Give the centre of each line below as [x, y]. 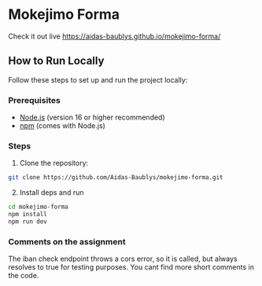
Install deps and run [52, 192]
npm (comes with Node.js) [63, 126]
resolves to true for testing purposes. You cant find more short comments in [131, 267]
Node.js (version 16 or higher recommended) [92, 117]
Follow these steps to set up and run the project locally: [98, 79]
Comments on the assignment [67, 241]
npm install [28, 214]
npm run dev [28, 222]
